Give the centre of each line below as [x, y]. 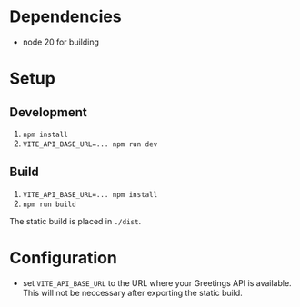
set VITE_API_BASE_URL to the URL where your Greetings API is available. [157, 282]
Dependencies [65, 17]
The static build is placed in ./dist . [75, 221]
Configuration [64, 257]
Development [49, 112]
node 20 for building [61, 42]
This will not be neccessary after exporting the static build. [132, 292]
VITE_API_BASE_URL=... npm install [90, 194]
